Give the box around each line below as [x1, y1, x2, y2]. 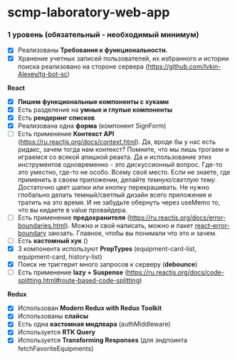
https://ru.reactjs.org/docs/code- [127, 268, 224, 277]
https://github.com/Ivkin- [147, 62, 221, 71]
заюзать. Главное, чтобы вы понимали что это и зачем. [48, 229, 217, 237]
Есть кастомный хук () [17, 236, 88, 245]
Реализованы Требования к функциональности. [17, 46, 169, 54]
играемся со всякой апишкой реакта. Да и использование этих [17, 153, 212, 161]
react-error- [194, 221, 230, 230]
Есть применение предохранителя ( [17, 213, 130, 222]
